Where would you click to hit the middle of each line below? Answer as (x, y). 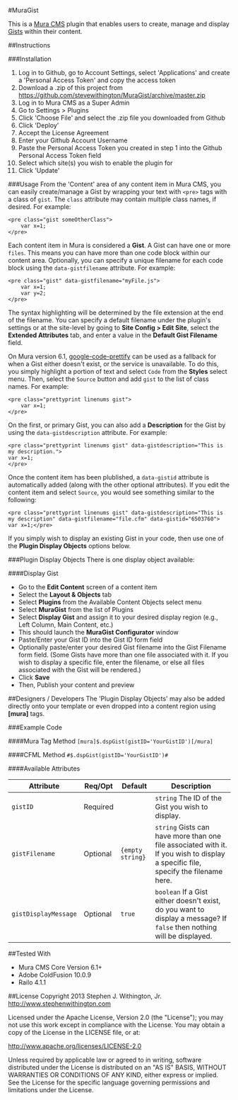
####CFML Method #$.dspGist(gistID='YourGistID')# (88, 755)
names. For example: (38, 386)
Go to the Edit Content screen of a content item (88, 587)
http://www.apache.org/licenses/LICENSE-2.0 (75, 1046)
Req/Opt (99, 786)
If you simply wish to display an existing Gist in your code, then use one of (116, 538)
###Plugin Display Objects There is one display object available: (101, 560)
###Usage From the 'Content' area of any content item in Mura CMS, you (115, 184)
